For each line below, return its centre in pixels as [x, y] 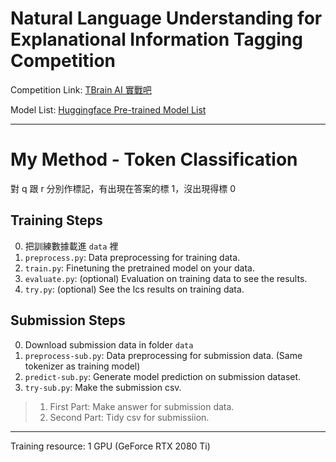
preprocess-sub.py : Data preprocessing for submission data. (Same [163, 355]
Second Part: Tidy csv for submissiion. [129, 417]
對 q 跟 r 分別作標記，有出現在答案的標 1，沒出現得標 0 [123, 188]
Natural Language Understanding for [166, 18]
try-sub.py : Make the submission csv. [103, 387]
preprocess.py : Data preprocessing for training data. [132, 257]
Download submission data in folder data [109, 344]
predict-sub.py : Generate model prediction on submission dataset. [163, 376]
